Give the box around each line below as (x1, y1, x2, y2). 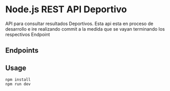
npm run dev (5, 82, 31, 87)
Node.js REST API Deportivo (5, 4, 127, 15)
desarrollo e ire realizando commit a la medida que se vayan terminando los (5, 26, 165, 32)
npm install (5, 77, 31, 82)
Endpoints (5, 46, 39, 55)
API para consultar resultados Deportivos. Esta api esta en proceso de (5, 20, 154, 27)
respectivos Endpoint (5, 31, 50, 37)
